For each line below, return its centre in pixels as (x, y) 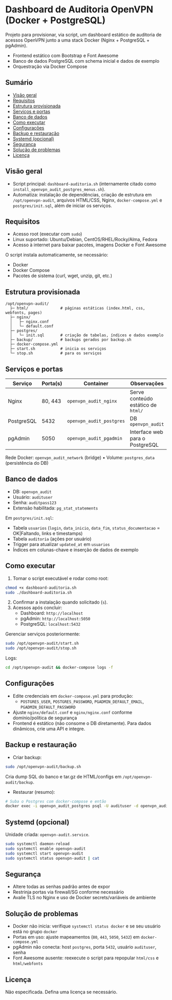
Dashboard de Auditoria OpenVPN (79, 10)
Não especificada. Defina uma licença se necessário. (61, 992)
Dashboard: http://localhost (52, 613)
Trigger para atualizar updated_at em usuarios (61, 544)
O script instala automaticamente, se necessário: (57, 255)
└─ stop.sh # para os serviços (56, 353)
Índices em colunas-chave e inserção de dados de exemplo (76, 550)
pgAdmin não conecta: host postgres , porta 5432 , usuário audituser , (84, 947)
